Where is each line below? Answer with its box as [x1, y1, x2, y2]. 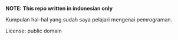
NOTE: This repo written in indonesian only [5, 5, 113, 12]
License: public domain [5, 27, 62, 34]
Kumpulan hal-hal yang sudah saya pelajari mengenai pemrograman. [5, 16, 173, 23]
